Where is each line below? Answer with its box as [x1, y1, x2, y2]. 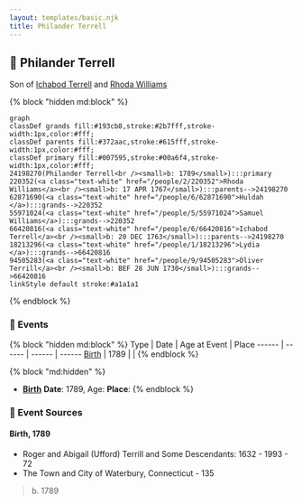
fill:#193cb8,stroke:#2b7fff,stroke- [73, 122, 216, 131]
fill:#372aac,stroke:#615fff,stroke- [78, 137, 220, 147]
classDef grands [9, 122, 70, 131]
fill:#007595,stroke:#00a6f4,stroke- [78, 154, 220, 163]
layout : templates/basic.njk [9, 13, 119, 23]
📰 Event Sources [9, 406, 83, 418]
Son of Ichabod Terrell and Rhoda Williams [9, 79, 168, 90]
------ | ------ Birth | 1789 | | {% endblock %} [31, 349, 199, 359]
